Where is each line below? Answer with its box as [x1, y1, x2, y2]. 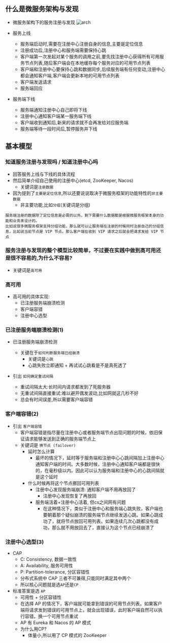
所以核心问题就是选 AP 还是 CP [20, 581, 79, 587]
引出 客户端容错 [12, 423, 42, 429]
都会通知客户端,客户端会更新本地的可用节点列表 [20, 73, 120, 79]
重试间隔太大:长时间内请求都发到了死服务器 [20, 384, 111, 390]
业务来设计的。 [12, 218, 40, 223]
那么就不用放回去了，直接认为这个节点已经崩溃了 [51, 524, 154, 530]
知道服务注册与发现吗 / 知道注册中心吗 [5, 159, 98, 166]
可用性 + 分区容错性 [20, 594, 62, 600]
